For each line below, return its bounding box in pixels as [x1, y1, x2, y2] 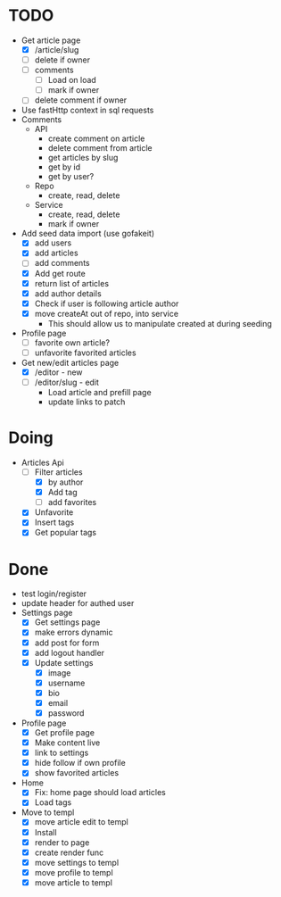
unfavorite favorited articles [34, 347, 136, 358]
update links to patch [47, 396, 126, 407]
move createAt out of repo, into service [34, 308, 179, 319]
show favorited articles [34, 768, 120, 778]
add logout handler [34, 647, 104, 658]
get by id [47, 162, 81, 172]
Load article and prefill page [47, 387, 153, 398]
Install [34, 826, 57, 837]
